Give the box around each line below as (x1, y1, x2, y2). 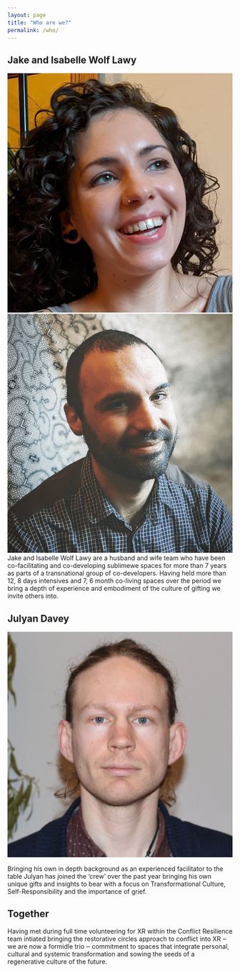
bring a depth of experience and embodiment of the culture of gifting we (7, 584, 221, 593)
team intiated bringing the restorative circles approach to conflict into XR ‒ (7, 934, 227, 943)
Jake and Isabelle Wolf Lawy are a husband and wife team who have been (7, 554, 226, 562)
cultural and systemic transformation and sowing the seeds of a (7, 949, 195, 958)
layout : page (7, 11, 46, 19)
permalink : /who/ (7, 26, 59, 34)
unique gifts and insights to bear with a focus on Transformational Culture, (7, 879, 226, 888)
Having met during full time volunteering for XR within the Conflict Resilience (7, 927, 233, 935)
